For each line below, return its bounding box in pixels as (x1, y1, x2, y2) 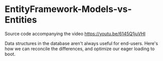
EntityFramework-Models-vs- (5, 3, 132, 15)
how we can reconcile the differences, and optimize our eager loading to (5, 45, 155, 51)
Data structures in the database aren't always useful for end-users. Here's (5, 40, 158, 46)
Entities (5, 14, 37, 25)
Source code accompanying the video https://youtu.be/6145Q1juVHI (5, 30, 146, 36)
